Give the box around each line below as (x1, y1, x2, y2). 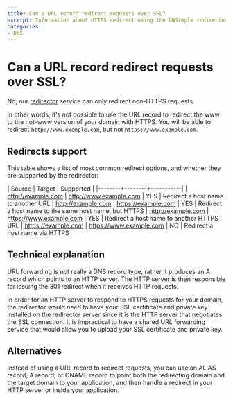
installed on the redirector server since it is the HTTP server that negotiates (7, 310, 223, 318)
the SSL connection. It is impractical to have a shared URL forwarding (7, 317, 206, 326)
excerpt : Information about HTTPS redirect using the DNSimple (7, 17, 194, 24)
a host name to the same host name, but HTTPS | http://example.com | (7, 207, 209, 215)
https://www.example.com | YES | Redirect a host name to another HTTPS (7, 214, 218, 222)
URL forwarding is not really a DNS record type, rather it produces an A (7, 267, 210, 275)
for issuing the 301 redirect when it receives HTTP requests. (7, 282, 179, 290)
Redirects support (7, 145, 87, 157)
